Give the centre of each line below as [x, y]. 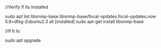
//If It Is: [13, 31]
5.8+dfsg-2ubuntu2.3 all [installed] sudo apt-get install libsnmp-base [74, 22]
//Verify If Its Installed [27, 7]
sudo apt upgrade [23, 40]
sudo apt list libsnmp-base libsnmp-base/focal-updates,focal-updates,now [80, 16]
